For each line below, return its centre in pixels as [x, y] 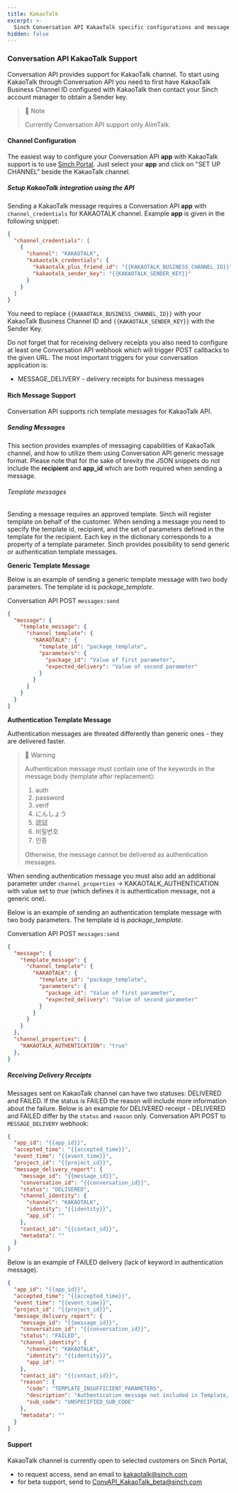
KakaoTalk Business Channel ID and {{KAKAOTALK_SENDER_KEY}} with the [111, 322]
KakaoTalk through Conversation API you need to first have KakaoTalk [109, 82]
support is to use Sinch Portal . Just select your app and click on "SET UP [114, 164]
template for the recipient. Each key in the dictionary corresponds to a [109, 536]
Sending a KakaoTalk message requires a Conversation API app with [107, 206]
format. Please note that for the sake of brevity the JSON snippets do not [114, 460]
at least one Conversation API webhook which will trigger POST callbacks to [118, 350]
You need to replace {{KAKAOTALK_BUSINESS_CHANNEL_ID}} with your [104, 314]
